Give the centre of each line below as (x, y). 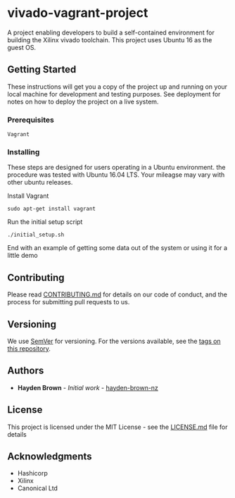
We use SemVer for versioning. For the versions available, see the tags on (114, 341)
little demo (23, 256)
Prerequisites (31, 120)
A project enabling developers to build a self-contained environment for (111, 32)
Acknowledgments (50, 456)
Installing (24, 151)
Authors (26, 371)
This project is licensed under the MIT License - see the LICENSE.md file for (118, 427)
